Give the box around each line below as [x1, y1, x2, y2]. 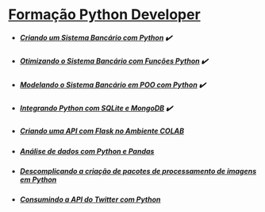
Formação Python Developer [8, 6, 201, 24]
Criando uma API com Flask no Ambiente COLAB [19, 126, 185, 136]
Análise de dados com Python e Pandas [19, 146, 155, 156]
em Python [19, 175, 57, 184]
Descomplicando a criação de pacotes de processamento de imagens [19, 167, 256, 176]
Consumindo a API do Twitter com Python [19, 195, 161, 204]
